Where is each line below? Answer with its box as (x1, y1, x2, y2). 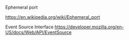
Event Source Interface (5, 24, 54, 30)
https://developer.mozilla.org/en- (54, 24, 124, 30)
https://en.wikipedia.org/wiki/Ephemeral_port (5, 14, 100, 20)
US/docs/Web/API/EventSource (5, 29, 72, 35)
